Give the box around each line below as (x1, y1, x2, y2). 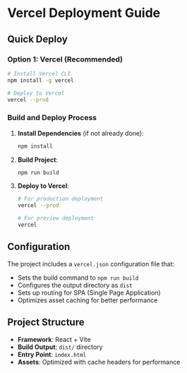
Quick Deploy (7, 33, 68, 45)
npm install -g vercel (7, 76, 74, 84)
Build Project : (17, 155, 59, 164)
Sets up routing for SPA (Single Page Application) (17, 288, 161, 297)
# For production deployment (17, 196, 104, 203)
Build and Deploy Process (7, 113, 97, 123)
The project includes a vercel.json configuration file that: (7, 259, 175, 268)
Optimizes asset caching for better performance (17, 295, 158, 304)
